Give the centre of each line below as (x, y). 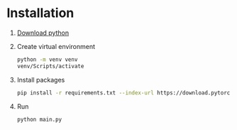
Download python (43, 33)
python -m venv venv (47, 59)
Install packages (41, 80)
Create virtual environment (56, 46)
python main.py (39, 119)
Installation (40, 13)
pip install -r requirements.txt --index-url (85, 93)
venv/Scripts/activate (50, 66)
